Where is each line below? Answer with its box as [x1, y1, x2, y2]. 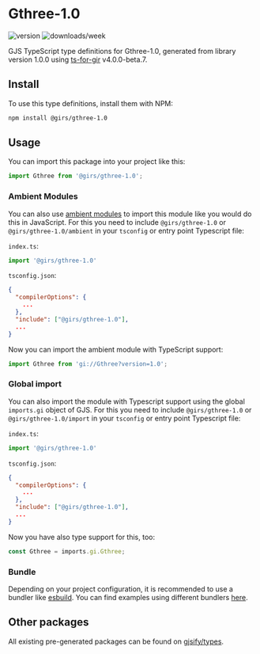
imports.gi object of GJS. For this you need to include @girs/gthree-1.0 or [8, 405, 252, 414]
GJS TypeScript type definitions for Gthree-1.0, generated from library [8, 46, 236, 55]
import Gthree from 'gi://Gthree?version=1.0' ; [8, 359, 168, 368]
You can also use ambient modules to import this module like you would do [8, 209, 252, 219]
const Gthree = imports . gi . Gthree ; [8, 547, 126, 555]
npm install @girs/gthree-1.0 [8, 114, 108, 122]
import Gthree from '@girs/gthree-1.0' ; [8, 172, 144, 181]
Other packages [8, 615, 89, 629]
